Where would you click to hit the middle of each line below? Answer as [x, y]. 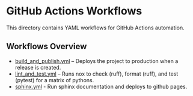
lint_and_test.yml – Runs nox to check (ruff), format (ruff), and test [96, 74]
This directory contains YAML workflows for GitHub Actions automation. [95, 28]
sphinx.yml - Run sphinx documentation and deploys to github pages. [101, 86]
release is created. [38, 67]
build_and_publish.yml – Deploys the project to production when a [96, 61]
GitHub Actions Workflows [74, 11]
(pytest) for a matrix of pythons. [54, 80]
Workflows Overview [47, 46]
